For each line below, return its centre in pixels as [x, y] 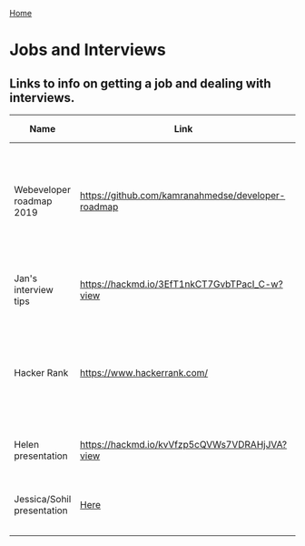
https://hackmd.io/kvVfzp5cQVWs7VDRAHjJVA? [184, 445]
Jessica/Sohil [43, 499]
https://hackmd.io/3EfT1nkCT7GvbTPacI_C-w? [182, 284]
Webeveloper [42, 190]
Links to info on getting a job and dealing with [140, 83]
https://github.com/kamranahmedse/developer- [183, 195]
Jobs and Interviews [88, 50]
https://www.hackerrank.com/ [144, 373]
